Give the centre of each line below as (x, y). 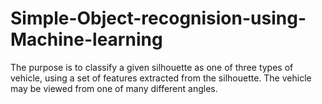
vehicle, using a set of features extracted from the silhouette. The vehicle (161, 78)
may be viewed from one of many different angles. (114, 88)
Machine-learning (86, 39)
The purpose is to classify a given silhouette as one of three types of (152, 67)
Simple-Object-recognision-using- (158, 18)
